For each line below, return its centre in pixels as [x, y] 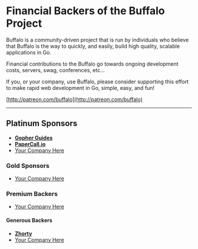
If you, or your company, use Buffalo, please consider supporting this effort [98, 82]
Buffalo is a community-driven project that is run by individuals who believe [98, 40]
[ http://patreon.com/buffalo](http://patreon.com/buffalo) [75, 99]
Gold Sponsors [28, 166]
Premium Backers [32, 193]
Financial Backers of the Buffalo [85, 11]
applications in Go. [29, 52]
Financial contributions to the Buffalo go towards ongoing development [92, 64]
